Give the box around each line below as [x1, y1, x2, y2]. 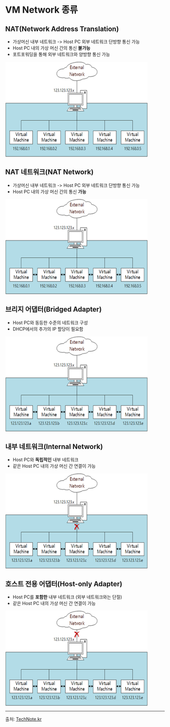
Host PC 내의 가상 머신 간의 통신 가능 [12, 188, 87, 194]
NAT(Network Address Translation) [5, 24, 119, 33]
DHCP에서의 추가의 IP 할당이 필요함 [12, 326, 83, 332]
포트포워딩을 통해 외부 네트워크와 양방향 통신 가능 [12, 51, 110, 57]
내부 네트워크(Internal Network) [5, 442, 103, 451]
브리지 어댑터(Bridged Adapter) [5, 305, 102, 314]
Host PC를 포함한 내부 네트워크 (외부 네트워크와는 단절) [12, 594, 122, 600]
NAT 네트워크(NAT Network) [5, 168, 94, 177]
